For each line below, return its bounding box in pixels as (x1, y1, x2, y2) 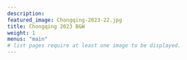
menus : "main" (7, 36, 48, 43)
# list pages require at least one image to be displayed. (7, 42, 181, 49)
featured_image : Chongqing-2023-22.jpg (7, 17, 123, 23)
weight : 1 (7, 29, 36, 37)
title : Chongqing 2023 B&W (7, 23, 85, 30)
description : (7, 10, 45, 17)
